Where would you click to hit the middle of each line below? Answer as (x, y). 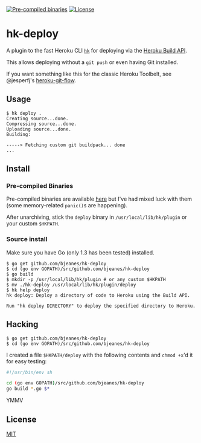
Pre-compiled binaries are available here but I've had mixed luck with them (99, 199)
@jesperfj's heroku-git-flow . (41, 80)
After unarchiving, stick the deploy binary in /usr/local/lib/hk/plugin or (97, 217)
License (21, 419)
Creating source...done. (37, 118)
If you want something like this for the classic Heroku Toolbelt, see (89, 74)
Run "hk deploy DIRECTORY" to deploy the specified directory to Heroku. (101, 306)
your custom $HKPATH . (33, 224)
